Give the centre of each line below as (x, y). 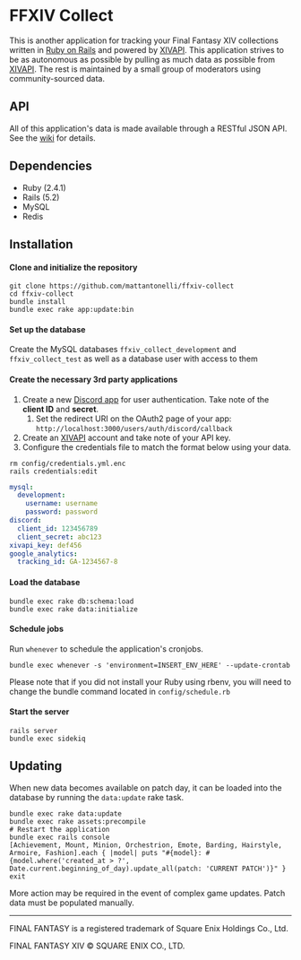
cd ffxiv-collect (42, 294)
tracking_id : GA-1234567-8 (68, 562)
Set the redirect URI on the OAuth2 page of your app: (133, 419)
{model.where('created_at (57, 861)
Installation (41, 244)
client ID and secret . (60, 409)
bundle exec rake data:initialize (74, 609)
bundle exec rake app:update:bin (72, 310)
